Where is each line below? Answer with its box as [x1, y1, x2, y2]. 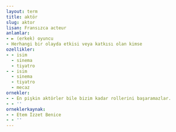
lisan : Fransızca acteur [6, 25, 67, 31]
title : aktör [6, 14, 38, 20]
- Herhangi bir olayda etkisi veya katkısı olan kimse [6, 41, 143, 47]
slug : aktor [6, 19, 35, 25]
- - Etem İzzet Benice [6, 112, 61, 117]
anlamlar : [6, 30, 30, 36]
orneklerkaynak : [6, 106, 46, 112]
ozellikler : [6, 47, 35, 53]
